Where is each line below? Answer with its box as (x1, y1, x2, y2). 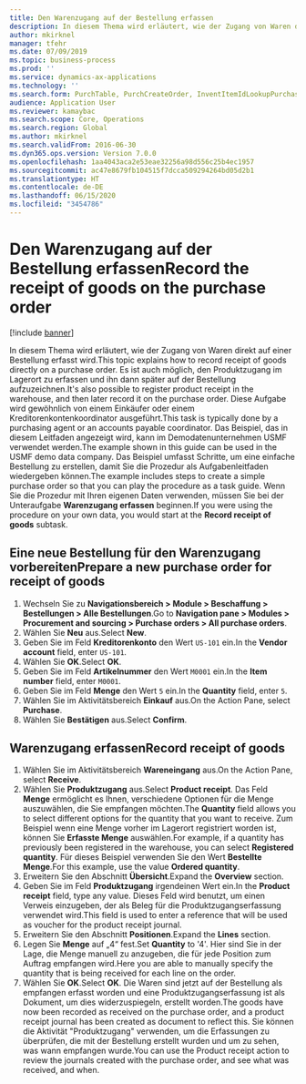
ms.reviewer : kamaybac (9, 107, 96, 116)
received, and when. (22, 1065, 100, 1076)
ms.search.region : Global (9, 124, 107, 133)
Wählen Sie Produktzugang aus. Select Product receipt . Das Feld (22, 784, 269, 795)
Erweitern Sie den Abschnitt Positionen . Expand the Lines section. (22, 929, 271, 940)
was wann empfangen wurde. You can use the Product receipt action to (22, 1045, 290, 1057)
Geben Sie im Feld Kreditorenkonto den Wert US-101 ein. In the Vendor (22, 637, 288, 648)
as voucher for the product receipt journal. (22, 919, 182, 930)
